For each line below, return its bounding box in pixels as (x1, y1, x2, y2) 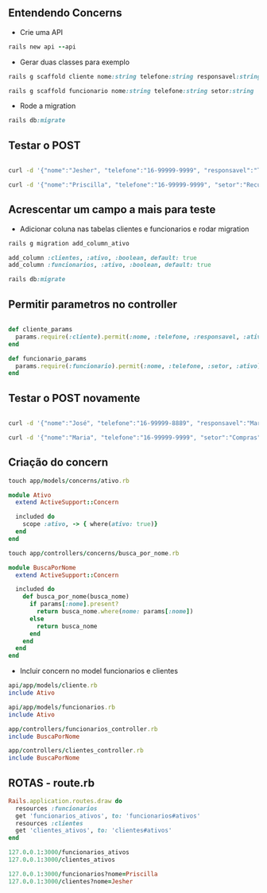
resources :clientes (15, 819, 83, 827)
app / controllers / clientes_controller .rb (8, 747, 145, 755)
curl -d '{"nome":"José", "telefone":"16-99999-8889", (8, 419, 194, 427)
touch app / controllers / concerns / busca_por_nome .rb (8, 549, 180, 557)
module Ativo (8, 491, 52, 499)
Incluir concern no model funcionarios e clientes (19, 667, 179, 676)
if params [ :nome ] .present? (29, 600, 119, 609)
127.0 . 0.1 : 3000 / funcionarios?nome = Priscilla (8, 870, 158, 878)
